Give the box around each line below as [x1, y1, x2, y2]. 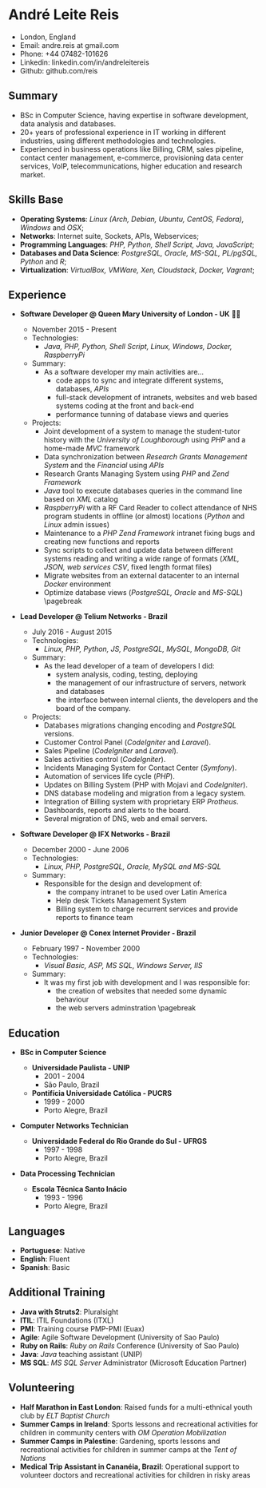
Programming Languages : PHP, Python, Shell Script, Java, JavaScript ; [19, 240, 255, 249]
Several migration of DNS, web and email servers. [43, 814, 208, 823]
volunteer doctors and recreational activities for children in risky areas [19, 1470, 251, 1479]
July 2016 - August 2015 [31, 627, 113, 637]
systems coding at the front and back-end [55, 401, 194, 411]
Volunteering [8, 1381, 75, 1395]
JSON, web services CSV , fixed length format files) [43, 562, 212, 572]
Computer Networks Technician [19, 1121, 129, 1131]
